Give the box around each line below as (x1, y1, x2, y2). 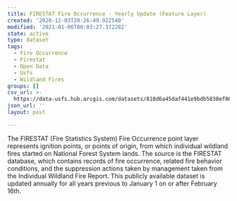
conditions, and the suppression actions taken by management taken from (7, 164, 224, 173)
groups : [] (7, 83, 39, 90)
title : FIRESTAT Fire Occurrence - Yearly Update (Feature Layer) (7, 10, 207, 18)
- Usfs (13, 69, 33, 76)
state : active (7, 30, 49, 37)
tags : (7, 43, 23, 50)
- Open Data (13, 63, 49, 70)
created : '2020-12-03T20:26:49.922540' (7, 17, 125, 24)
